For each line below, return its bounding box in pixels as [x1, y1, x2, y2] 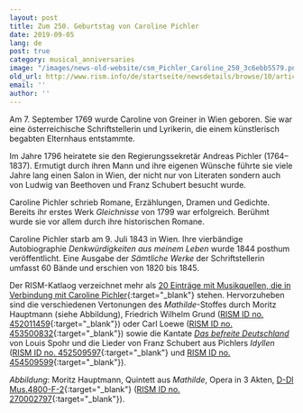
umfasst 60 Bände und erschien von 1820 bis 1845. [9, 262, 200, 273]
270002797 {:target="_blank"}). [9, 393, 125, 404]
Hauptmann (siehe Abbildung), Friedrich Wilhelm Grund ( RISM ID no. [9, 308, 264, 319]
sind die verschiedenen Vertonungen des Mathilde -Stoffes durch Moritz [9, 299, 277, 310]
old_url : [9, 72, 42, 81]
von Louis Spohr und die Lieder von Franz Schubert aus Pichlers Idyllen [9, 337, 275, 348]
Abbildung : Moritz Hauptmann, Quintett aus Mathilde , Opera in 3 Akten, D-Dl [9, 374, 295, 385]
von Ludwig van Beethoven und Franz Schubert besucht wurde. [9, 179, 246, 190]
